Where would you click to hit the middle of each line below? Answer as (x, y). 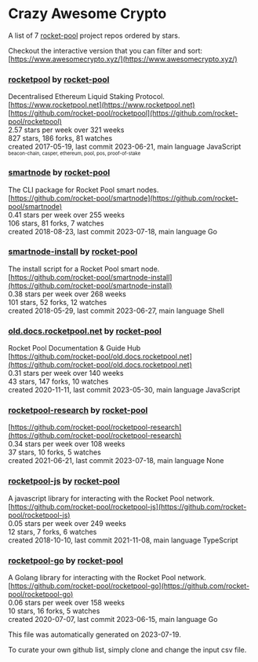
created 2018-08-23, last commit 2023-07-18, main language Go (113, 231)
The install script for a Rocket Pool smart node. (84, 269)
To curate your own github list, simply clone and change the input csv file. (127, 650)
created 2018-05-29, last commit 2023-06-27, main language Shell (116, 311)
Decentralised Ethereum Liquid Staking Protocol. (86, 97)
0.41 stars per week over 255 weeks (67, 215)
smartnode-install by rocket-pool (73, 252)
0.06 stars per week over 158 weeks (67, 603)
